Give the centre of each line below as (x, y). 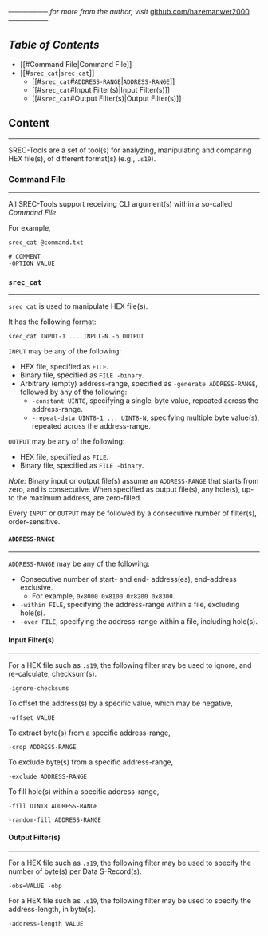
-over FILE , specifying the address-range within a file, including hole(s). (138, 622)
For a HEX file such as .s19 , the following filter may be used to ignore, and (130, 665)
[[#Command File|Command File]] (76, 64)
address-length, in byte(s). (52, 909)
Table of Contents (54, 45)
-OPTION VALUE (32, 263)
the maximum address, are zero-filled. (79, 498)
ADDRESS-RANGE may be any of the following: (79, 564)
